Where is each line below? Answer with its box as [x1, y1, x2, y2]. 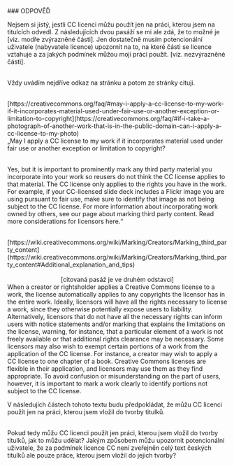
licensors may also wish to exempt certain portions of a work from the [7, 342, 209, 351]
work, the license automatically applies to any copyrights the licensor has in [7, 290, 226, 298]
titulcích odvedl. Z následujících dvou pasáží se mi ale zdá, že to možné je [7, 28, 220, 36]
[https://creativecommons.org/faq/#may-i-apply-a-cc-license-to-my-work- [7, 99, 225, 108]
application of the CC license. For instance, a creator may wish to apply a [7, 350, 218, 358]
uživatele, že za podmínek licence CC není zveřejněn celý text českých [7, 444, 212, 452]
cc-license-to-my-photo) [7, 129, 79, 137]
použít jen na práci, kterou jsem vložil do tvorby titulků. [7, 408, 166, 416]
